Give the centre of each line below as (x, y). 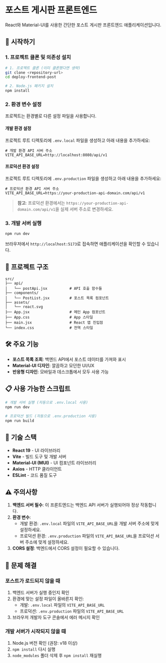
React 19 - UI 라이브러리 (36, 450)
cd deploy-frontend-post (31, 77)
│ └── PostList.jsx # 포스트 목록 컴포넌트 (57, 298)
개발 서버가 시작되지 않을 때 (36, 631)
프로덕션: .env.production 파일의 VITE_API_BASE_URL (72, 611)
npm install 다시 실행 (34, 649)
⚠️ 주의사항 (21, 492)
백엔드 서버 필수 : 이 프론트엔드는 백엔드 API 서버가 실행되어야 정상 (76, 505)
